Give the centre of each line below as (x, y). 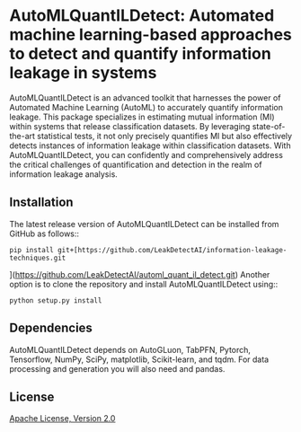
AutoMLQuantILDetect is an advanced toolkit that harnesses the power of (145, 97)
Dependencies (51, 328)
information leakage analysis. (64, 174)
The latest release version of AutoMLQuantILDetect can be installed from (144, 224)
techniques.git (38, 258)
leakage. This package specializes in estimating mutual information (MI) (142, 117)
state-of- (269, 126)
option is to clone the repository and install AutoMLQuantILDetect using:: (144, 284)
